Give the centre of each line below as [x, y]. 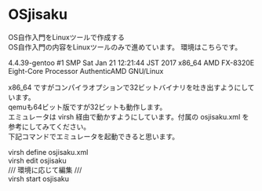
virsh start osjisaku [38, 178]
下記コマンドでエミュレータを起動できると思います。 [94, 136]
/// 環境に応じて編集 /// [45, 170]
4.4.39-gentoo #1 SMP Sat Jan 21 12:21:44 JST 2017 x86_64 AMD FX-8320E [131, 62]
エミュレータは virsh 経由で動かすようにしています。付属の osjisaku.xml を [129, 116]
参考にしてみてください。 [49, 127]
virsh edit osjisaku [37, 160]
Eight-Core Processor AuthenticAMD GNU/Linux [86, 71]
